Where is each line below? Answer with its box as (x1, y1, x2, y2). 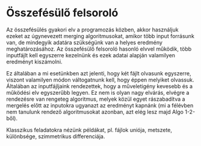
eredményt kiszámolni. (6, 58, 63, 65)
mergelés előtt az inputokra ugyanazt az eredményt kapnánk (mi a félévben (6, 101, 194, 109)
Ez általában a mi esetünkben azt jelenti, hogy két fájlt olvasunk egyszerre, (6, 69, 191, 77)
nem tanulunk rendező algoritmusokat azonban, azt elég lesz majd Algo (6, 108, 184, 115)
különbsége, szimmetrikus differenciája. (6, 133, 105, 140)
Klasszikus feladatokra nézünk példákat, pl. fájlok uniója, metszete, (6, 126, 173, 133)
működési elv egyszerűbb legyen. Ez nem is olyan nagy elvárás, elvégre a (6, 89, 190, 96)
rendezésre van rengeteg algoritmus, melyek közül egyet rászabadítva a (6, 95, 185, 103)
